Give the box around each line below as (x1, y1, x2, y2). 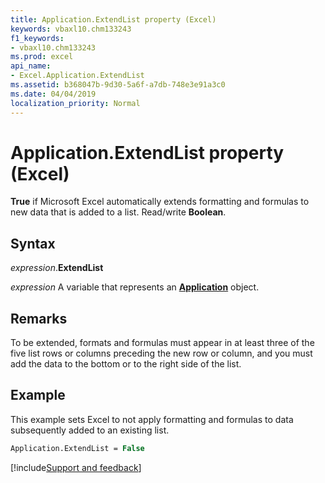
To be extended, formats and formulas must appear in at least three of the (10, 337, 315, 349)
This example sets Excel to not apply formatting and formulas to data (10, 413, 294, 425)
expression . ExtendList (10, 262, 104, 274)
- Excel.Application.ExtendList (10, 71, 145, 81)
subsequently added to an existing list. (10, 424, 170, 436)
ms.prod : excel (10, 52, 74, 62)
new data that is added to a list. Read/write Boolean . (10, 206, 227, 218)
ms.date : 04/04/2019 (10, 89, 97, 99)
